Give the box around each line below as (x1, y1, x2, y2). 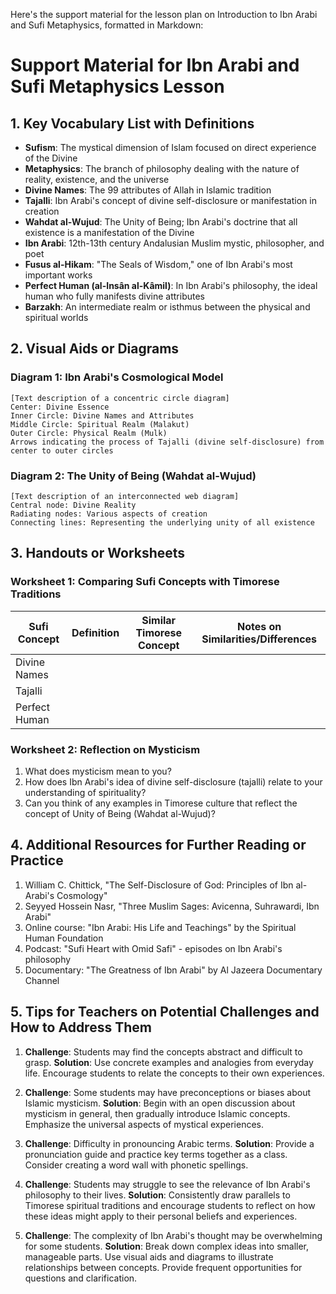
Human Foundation (24, 932, 104, 944)
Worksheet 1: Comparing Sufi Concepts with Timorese (10, 575, 280, 589)
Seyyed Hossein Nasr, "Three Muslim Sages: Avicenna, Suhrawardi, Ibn (24, 900, 320, 912)
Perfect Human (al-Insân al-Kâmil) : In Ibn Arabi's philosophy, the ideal (24, 280, 318, 291)
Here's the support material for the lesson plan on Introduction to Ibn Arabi (10, 9, 318, 20)
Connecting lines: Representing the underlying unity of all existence (10, 517, 315, 528)
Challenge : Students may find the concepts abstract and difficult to (24, 1045, 303, 1058)
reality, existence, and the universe (24, 174, 170, 185)
